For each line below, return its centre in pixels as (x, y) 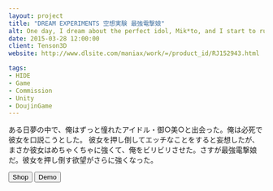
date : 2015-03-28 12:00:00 (54, 38)
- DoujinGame (30, 106)
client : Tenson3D (38, 46)
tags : (17, 68)
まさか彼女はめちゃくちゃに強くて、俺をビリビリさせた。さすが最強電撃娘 (133, 150)
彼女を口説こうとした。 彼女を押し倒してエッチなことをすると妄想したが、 (134, 140)
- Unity (22, 98)
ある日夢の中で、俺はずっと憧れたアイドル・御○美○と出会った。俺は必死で (136, 129)
